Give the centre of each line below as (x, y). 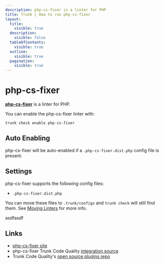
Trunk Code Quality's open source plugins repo (61, 256)
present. (14, 155)
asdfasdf (14, 217)
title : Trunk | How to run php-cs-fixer (48, 14)
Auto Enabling (28, 138)
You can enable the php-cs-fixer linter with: (50, 114)
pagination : (22, 61)
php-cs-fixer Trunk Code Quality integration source (65, 251)
